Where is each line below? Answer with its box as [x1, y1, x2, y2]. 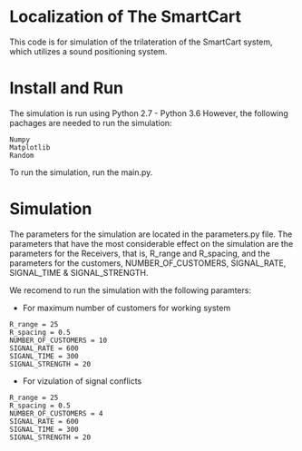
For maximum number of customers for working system [22, 302, 231, 313]
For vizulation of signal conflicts [22, 375, 142, 387]
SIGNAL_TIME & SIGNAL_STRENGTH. [9, 267, 149, 278]
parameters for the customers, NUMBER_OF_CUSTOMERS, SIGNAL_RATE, [9, 257, 287, 269]
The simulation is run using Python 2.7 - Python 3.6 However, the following [9, 107, 288, 119]
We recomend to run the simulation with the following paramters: [9, 284, 252, 296]
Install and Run [9, 78, 124, 99]
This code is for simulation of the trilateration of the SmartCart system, [9, 36, 274, 47]
